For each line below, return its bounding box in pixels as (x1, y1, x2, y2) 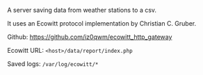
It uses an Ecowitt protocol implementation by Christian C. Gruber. (7, 19, 197, 27)
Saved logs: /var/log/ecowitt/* (7, 60, 99, 68)
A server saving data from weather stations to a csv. (7, 6, 157, 14)
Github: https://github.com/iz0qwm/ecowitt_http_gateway (7, 33, 172, 41)
